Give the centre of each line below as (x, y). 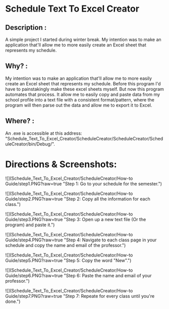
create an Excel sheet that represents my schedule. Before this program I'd (83, 83)
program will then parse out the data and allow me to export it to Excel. (79, 105)
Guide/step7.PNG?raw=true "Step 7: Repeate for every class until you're (80, 296)
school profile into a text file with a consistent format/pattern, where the (80, 99)
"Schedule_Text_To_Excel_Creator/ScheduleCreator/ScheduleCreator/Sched (84, 138)
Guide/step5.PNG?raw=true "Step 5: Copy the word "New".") (68, 260)
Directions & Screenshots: (61, 164)
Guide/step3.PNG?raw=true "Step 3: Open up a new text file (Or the (76, 219)
